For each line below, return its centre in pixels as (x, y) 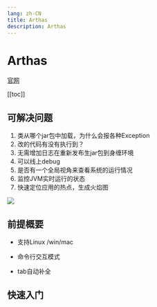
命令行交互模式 (38, 257)
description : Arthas (37, 26)
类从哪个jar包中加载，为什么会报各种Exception (83, 136)
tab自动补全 (34, 271)
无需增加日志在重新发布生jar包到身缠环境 (75, 153)
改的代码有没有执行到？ (50, 144)
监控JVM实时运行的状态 (51, 179)
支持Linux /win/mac (45, 241)
